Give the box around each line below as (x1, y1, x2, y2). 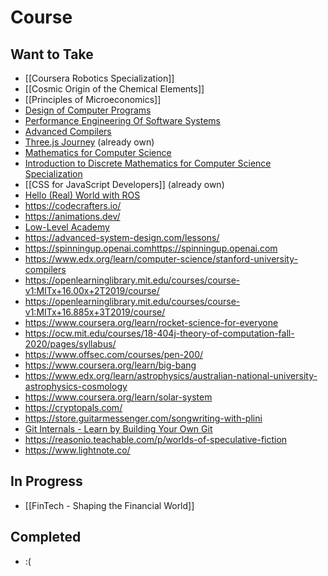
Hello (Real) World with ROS (24, 189, 141, 201)
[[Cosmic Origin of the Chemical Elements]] (24, 83, 205, 95)
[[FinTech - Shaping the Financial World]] (24, 499, 195, 511)
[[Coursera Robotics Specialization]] (24, 72, 175, 84)
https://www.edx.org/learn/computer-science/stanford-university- (24, 253, 298, 265)
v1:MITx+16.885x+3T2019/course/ (24, 306, 166, 318)
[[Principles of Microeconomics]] (24, 94, 162, 105)
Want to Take (10, 46, 94, 63)
